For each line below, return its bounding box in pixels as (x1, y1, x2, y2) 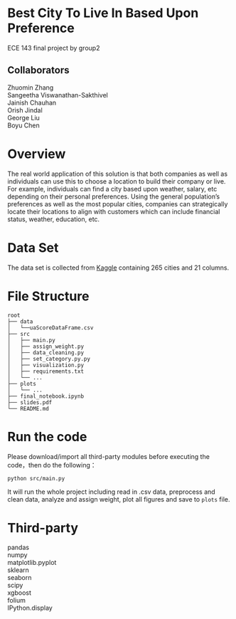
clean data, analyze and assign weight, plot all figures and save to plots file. (7, 494, 230, 503)
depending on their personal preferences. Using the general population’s (7, 192, 220, 201)
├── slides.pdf (7, 398, 53, 406)
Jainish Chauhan (7, 98, 57, 107)
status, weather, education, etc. (7, 215, 100, 223)
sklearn (7, 566, 30, 574)
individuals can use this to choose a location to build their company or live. (7, 176, 226, 186)
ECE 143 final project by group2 (7, 43, 100, 52)
